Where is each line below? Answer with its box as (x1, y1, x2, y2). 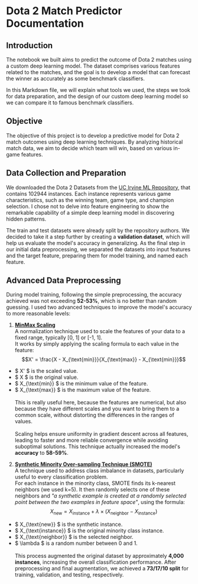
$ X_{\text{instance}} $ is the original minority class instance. (14, 527, 164, 534)
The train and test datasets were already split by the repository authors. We (6, 226, 190, 234)
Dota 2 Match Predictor (6, 4, 122, 18)
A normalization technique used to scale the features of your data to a (14, 328, 185, 335)
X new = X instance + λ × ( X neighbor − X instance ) (50, 508, 158, 516)
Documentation (6, 17, 85, 30)
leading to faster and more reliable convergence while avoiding (14, 437, 168, 444)
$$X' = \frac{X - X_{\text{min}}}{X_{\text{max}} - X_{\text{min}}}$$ (21, 356, 186, 363)
